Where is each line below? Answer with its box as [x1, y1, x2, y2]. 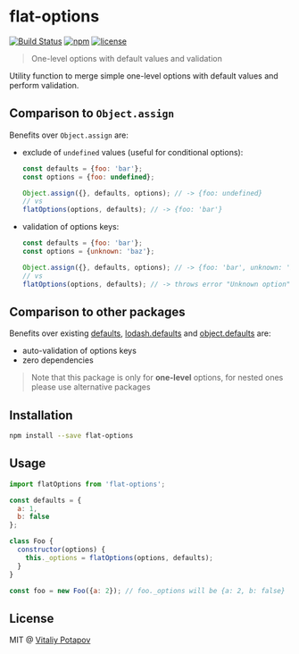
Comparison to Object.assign [9, 105, 175, 122]
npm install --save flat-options [9, 432, 134, 440]
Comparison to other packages [9, 304, 186, 319]
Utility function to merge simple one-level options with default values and [9, 70, 278, 81]
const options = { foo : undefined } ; [21, 172, 155, 181]
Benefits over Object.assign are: [9, 130, 129, 140]
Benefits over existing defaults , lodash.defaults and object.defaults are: [9, 328, 271, 339]
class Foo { [9, 537, 54, 546]
